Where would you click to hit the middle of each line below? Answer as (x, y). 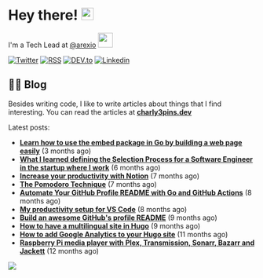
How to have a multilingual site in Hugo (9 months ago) (110, 225)
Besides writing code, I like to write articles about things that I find (115, 104)
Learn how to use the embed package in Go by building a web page (131, 142)
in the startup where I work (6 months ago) (90, 167)
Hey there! (43, 15)
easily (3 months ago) (55, 151)
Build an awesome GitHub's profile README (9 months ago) (118, 218)
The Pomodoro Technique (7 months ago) (88, 184)
